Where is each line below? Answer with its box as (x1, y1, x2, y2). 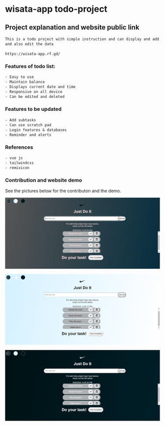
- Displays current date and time (5, 85, 76, 90)
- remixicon (5, 165, 29, 170)
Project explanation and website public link (5, 23, 139, 32)
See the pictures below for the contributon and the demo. (5, 188, 121, 194)
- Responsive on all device (5, 90, 63, 95)
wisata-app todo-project (5, 3, 108, 15)
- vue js (5, 155, 23, 161)
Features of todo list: (5, 63, 55, 69)
